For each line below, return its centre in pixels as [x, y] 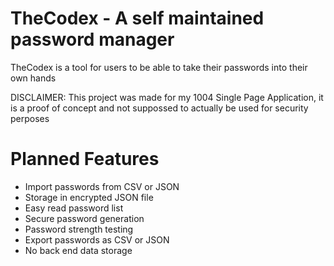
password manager [92, 39]
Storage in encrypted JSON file [89, 197]
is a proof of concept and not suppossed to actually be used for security [159, 108]
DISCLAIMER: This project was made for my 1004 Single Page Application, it [167, 97]
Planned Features [85, 159]
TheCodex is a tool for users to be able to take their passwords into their [159, 67]
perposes [30, 118]
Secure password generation [84, 218]
